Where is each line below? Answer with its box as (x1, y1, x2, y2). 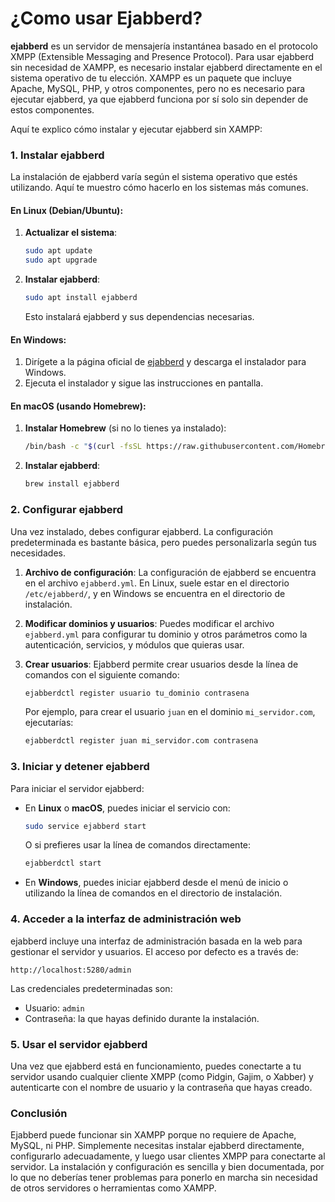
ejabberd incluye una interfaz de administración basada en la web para (10, 935, 303, 947)
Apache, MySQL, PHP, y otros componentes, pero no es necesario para (10, 82, 306, 94)
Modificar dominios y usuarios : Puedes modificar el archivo (24, 617, 275, 629)
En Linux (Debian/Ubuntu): (10, 204, 124, 216)
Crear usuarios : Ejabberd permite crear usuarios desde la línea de (24, 658, 299, 670)
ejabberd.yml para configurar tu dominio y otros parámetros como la (24, 628, 308, 640)
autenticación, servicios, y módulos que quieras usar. (24, 638, 245, 651)
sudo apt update (24, 246, 93, 256)
